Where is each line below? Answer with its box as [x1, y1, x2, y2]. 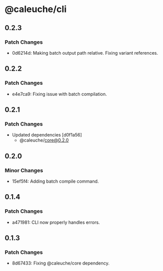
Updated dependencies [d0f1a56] [12, 132, 83, 138]
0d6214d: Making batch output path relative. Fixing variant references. [12, 50, 158, 56]
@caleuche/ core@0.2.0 [19, 137, 69, 144]
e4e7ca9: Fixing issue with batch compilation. [12, 91, 107, 97]
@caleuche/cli [5, 4, 67, 15]
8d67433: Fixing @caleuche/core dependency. [12, 260, 110, 266]
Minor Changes [5, 167, 43, 174]
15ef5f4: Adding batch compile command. [12, 178, 99, 184]
